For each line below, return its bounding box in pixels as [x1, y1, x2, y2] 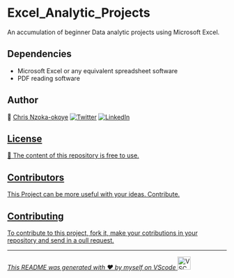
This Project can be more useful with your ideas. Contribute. [7, 190, 180, 199]
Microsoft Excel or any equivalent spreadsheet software [17, 66, 178, 75]
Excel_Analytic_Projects [7, 5, 151, 21]
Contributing [7, 210, 64, 222]
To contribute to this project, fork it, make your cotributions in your [7, 229, 198, 237]
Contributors [7, 171, 65, 183]
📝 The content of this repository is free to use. [7, 151, 139, 160]
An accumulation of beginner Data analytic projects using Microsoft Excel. [7, 28, 220, 36]
